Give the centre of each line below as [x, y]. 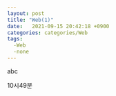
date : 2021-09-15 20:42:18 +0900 [58, 26]
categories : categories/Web [48, 33]
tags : [15, 39]
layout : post [26, 13]
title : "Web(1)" [30, 20]
